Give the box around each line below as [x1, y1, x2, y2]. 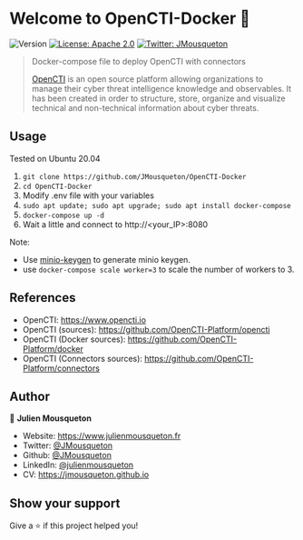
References [9, 290, 76, 305]
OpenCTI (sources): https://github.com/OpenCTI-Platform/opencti [22, 324, 270, 335]
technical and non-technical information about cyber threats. [31, 102, 259, 113]
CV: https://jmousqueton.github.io [22, 469, 150, 480]
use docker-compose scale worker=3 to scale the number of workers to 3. [22, 264, 295, 275]
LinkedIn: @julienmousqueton [22, 459, 134, 471]
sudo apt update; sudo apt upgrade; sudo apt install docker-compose [22, 201, 292, 210]
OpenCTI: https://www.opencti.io [22, 314, 147, 325]
